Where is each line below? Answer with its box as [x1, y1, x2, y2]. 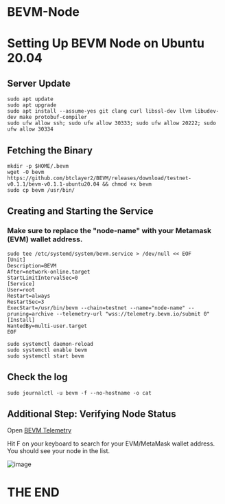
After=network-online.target [7, 268, 91, 275]
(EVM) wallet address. [7, 234, 83, 244]
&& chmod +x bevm [102, 181, 152, 188]
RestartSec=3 [7, 298, 45, 305]
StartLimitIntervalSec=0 [7, 274, 78, 281]
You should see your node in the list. [7, 447, 110, 455]
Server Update [7, 77, 71, 89]
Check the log [7, 371, 68, 383]
